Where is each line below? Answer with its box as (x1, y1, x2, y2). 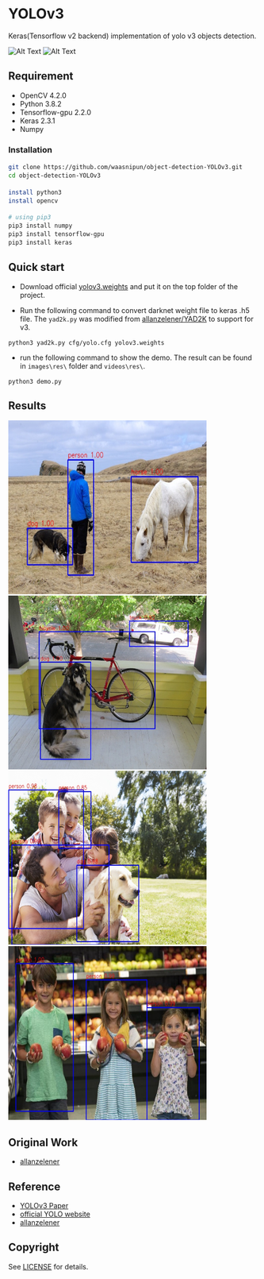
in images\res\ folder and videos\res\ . (19, 361, 146, 370)
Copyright (8, 1241, 59, 1254)
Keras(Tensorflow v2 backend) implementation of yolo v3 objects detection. (8, 31, 257, 41)
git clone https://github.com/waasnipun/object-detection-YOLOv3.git (8, 164, 243, 172)
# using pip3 (8, 214, 52, 222)
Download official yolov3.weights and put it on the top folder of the (19, 281, 239, 291)
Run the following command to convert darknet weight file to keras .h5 (19, 305, 250, 315)
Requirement (8, 69, 74, 83)
